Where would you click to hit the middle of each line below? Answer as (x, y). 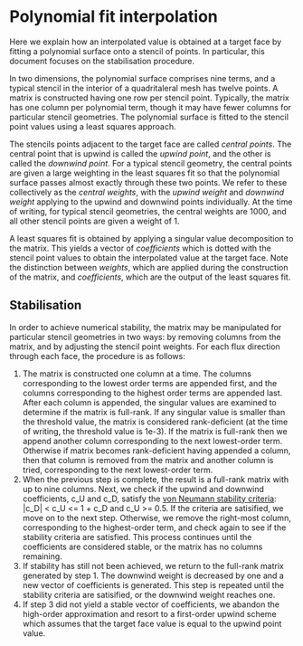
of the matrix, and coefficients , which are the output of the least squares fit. (150, 277)
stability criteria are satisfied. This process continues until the (137, 537)
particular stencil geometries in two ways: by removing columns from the (145, 337)
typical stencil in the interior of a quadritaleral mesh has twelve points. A (144, 88)
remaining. (43, 556)
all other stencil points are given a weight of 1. (95, 221)
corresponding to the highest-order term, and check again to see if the (154, 527)
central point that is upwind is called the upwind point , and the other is (140, 153)
